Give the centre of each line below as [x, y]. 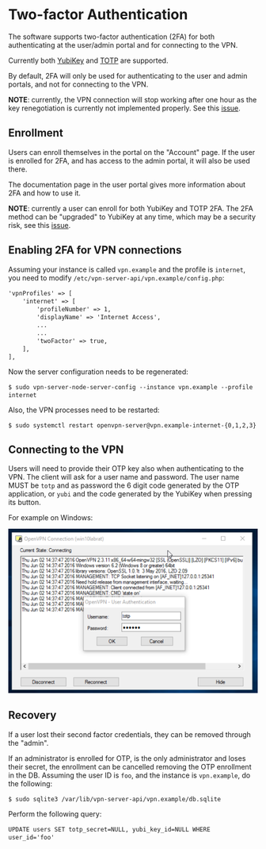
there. [18, 169]
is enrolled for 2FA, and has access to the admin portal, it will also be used [129, 160]
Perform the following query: [55, 814]
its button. [25, 503]
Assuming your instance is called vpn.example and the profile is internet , [127, 269]
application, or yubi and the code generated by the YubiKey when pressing [130, 494]
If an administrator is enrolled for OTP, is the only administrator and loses [127, 758]
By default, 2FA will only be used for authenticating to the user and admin [128, 75]
